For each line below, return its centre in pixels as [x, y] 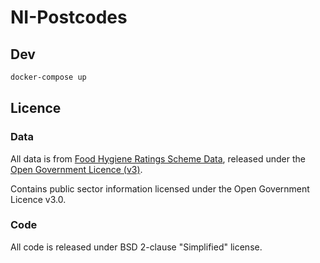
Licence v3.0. [38, 199]
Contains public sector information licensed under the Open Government [160, 188]
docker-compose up [48, 77]
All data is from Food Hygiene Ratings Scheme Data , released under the [158, 158]
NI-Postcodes [69, 17]
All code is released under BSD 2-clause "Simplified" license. [136, 247]
